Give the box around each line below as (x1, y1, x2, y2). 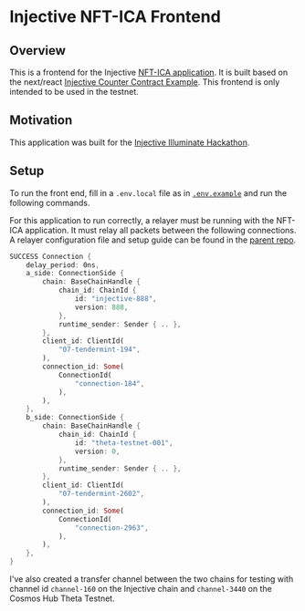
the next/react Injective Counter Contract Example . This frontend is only (9, 77, 280, 88)
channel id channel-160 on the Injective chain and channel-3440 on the (9, 584, 272, 594)
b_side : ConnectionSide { (26, 413, 125, 422)
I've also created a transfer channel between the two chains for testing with (9, 574, 294, 585)
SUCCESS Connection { (9, 252, 92, 261)
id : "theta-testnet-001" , (74, 438, 174, 448)
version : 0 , (74, 447, 121, 456)
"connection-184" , (74, 378, 145, 388)
